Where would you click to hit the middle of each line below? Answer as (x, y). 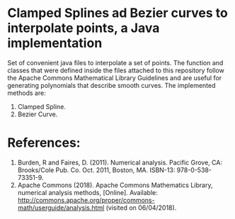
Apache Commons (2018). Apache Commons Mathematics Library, (115, 185)
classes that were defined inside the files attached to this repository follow (116, 70)
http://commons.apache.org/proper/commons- (86, 200)
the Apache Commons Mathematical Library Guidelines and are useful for (115, 78)
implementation (55, 43)
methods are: (27, 93)
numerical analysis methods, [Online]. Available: (87, 192)
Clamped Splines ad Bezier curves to (117, 13)
